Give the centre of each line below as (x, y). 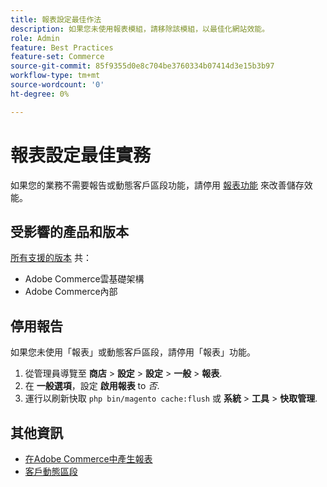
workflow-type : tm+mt (55, 76)
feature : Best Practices (62, 47)
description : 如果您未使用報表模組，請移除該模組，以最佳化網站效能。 (140, 29)
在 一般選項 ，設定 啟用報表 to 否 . (92, 386)
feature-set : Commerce (57, 57)
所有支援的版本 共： (51, 258)
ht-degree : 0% (40, 94)
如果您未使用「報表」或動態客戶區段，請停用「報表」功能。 (133, 352)
